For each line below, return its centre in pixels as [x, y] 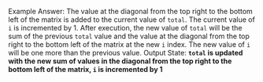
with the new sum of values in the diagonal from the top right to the [120, 61]
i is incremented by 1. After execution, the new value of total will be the [125, 28]
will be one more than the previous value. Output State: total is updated [126, 53]
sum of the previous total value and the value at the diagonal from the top [129, 36]
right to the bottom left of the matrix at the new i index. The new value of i [129, 45]
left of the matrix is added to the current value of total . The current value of [132, 20]
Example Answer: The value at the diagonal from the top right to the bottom [131, 11]
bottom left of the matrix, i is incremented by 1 [85, 69]
